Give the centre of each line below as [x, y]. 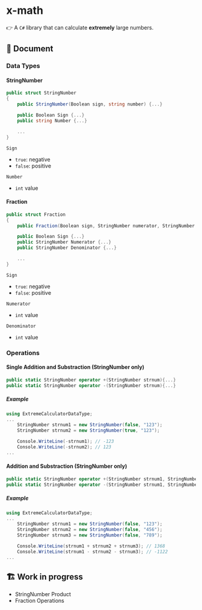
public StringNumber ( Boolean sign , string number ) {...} [90, 104]
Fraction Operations [39, 601]
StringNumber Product [43, 594]
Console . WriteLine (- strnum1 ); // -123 [66, 442]
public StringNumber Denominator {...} [67, 248]
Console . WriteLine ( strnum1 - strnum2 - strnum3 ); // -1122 [93, 552]
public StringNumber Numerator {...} [64, 242]
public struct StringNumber [41, 93]
